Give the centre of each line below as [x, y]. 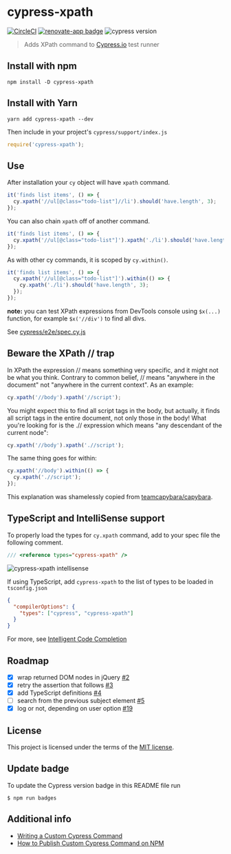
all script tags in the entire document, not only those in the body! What [107, 418]
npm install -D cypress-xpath [51, 82]
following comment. [35, 542]
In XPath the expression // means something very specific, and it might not [113, 370]
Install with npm [42, 66]
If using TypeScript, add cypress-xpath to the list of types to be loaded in [110, 581]
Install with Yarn [42, 103]
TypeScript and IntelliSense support [86, 519]
